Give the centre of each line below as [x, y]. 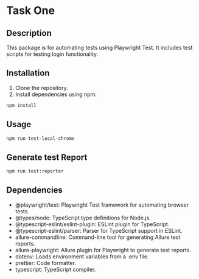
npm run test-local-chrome [40, 138]
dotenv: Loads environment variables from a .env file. [82, 257]
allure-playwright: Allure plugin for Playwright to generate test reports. [103, 250]
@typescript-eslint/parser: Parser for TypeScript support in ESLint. [99, 230]
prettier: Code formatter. [46, 263]
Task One [31, 11]
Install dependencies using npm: [56, 94]
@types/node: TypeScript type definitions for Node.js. [83, 218]
